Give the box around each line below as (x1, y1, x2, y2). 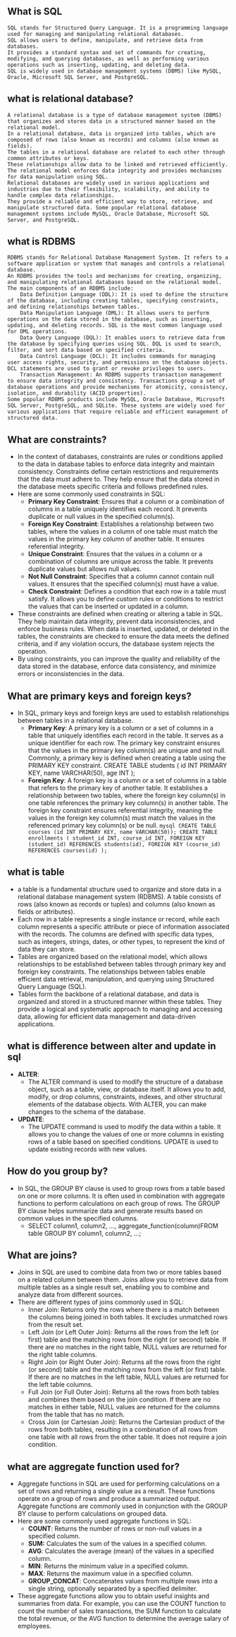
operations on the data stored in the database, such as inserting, (7, 316, 213, 323)
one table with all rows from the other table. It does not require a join (27, 1433, 228, 1441)
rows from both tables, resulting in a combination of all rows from (27, 1426, 218, 1434)
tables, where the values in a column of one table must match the (27, 527, 218, 536)
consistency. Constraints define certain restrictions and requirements (17, 467, 219, 476)
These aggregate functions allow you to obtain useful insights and (17, 1592, 210, 1600)
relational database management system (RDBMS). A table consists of (17, 892, 222, 901)
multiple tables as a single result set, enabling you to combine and (17, 1283, 210, 1292)
